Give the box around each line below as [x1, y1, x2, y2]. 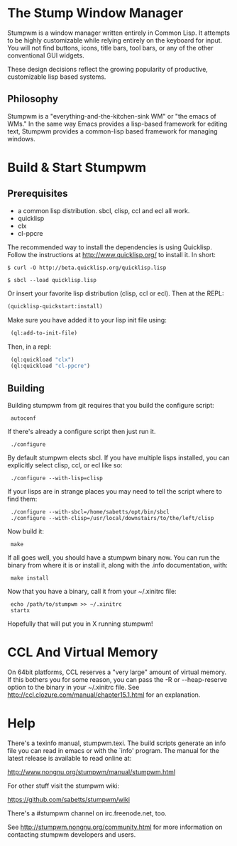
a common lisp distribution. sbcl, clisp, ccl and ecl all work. [17, 206, 190, 215]
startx [10, 607, 31, 614]
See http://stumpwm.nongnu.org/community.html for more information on [7, 823, 223, 831]
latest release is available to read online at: [7, 754, 132, 762]
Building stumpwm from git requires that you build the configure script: [7, 401, 214, 410]
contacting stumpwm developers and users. [7, 830, 136, 839]
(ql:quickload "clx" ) [10, 356, 75, 363]
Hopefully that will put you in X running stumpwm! [7, 619, 153, 628]
